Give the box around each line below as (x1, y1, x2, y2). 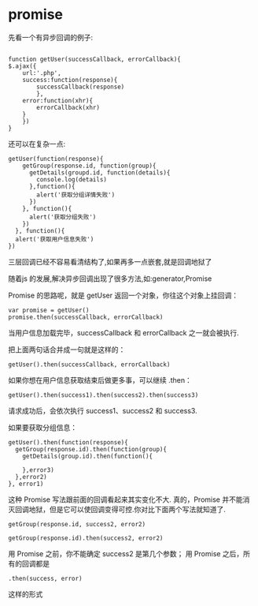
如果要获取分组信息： (8, 422, 77, 432)
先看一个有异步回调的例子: (8, 32, 94, 42)
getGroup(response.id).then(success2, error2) (8, 534, 164, 542)
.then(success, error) (8, 574, 83, 582)
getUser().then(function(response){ (8, 438, 128, 447)
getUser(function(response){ (8, 155, 104, 163)
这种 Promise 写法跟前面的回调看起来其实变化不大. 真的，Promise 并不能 (8, 495, 243, 504)
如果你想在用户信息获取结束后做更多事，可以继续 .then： (8, 375, 193, 384)
